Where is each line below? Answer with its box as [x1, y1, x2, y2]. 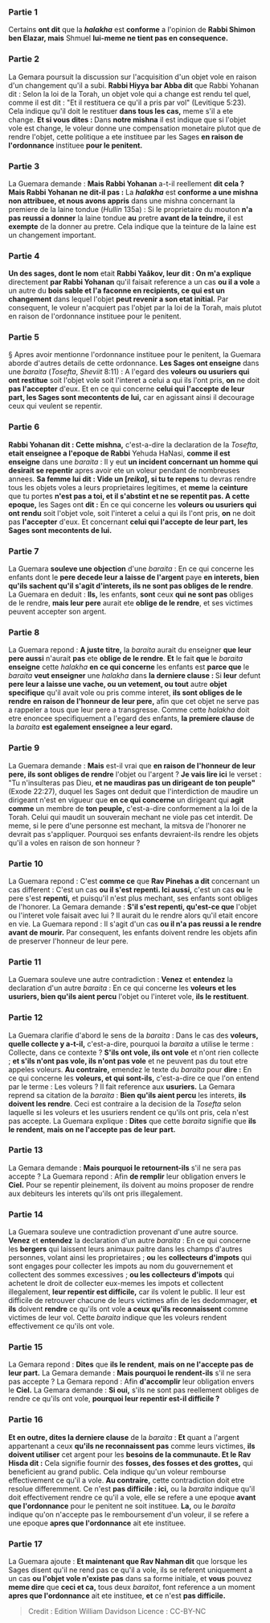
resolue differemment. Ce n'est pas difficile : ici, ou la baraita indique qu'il [8, 1484, 256, 1493]
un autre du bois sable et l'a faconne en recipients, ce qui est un [8, 285, 225, 296]
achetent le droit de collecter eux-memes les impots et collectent [8, 1279, 224, 1288]
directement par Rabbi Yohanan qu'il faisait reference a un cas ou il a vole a [8, 277, 260, 287]
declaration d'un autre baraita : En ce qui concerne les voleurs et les [8, 983, 237, 993]
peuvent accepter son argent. [8, 607, 107, 617]
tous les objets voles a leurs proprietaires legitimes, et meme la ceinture [8, 482, 248, 492]
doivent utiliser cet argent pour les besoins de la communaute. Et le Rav [8, 1450, 252, 1459]
